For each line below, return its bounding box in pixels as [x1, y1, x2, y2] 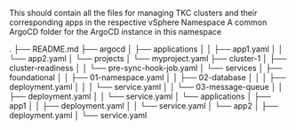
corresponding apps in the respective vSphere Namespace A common [9, 17, 268, 28]
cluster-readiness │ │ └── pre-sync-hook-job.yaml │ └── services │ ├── [9, 62, 283, 73]
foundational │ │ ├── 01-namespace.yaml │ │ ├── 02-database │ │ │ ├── [9, 72, 286, 83]
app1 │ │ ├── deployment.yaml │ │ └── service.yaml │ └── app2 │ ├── [9, 101, 278, 110]
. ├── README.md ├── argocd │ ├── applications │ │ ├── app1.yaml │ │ [9, 44, 284, 54]
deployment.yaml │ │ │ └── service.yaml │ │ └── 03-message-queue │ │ [9, 82, 284, 92]
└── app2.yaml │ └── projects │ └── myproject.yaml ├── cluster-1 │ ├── [9, 53, 287, 63]
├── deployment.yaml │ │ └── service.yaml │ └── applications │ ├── [9, 91, 271, 102]
